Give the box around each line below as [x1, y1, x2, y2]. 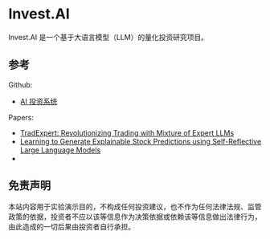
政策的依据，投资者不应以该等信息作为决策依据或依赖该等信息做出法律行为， [8, 212, 262, 221]
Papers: [8, 112, 35, 122]
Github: [8, 79, 33, 89]
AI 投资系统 [19, 96, 58, 106]
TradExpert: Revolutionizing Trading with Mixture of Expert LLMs [19, 128, 235, 137]
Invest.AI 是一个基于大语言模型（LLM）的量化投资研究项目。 [8, 32, 209, 42]
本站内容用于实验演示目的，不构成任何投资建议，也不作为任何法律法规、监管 [8, 201, 262, 211]
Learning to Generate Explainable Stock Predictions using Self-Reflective [19, 136, 262, 146]
